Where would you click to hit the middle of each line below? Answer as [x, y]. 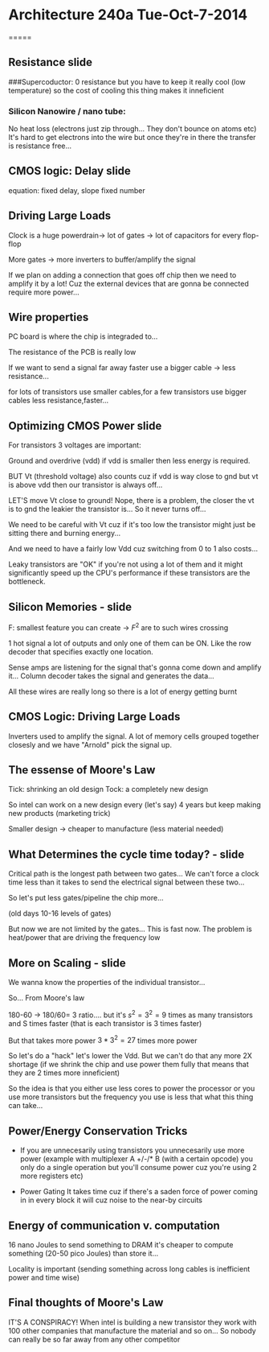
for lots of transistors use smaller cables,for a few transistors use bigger [128, 392]
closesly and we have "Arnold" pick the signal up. [90, 744]
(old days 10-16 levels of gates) [60, 913]
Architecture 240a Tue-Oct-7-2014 [128, 15]
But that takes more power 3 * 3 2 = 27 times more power [103, 1040]
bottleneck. [27, 582]
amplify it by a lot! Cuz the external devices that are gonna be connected [128, 283]
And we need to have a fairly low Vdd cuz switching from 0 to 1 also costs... [133, 549]
